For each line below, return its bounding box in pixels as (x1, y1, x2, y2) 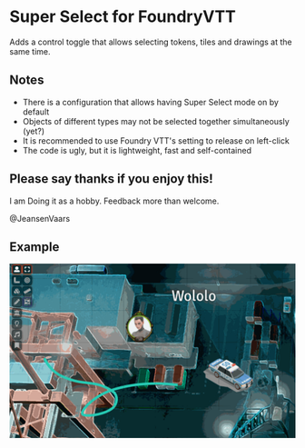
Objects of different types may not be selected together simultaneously (22, 115, 290, 126)
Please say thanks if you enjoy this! (9, 171, 213, 187)
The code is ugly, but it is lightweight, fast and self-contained (22, 144, 252, 155)
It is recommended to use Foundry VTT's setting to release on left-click (22, 134, 290, 146)
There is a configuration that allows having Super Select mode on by (22, 96, 280, 107)
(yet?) (22, 125, 45, 136)
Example (9, 239, 60, 254)
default (22, 106, 50, 117)
